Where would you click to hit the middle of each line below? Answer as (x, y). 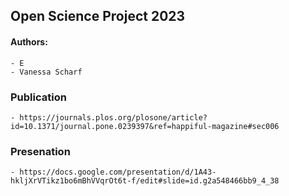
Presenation (40, 151)
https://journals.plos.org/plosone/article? (113, 117)
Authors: (29, 41)
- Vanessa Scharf (46, 72)
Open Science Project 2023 (98, 16)
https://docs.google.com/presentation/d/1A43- (118, 172)
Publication (38, 97)
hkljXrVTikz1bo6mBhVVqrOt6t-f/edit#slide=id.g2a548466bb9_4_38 (145, 181)
